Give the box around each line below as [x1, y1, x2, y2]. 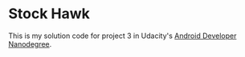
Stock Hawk [8, 5, 91, 23]
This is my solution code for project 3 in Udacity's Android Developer [8, 31, 237, 40]
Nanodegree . [8, 39, 52, 48]
